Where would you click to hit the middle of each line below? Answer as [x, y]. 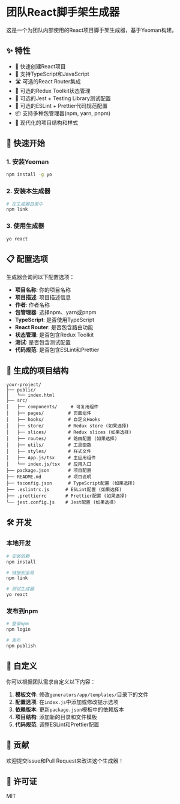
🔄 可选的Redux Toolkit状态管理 [53, 91]
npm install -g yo [29, 174]
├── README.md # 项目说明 [49, 477]
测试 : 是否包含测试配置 [43, 342]
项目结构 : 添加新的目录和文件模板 [56, 716]
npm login [19, 630]
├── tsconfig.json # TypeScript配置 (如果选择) [71, 483]
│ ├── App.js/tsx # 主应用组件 [51, 458]
